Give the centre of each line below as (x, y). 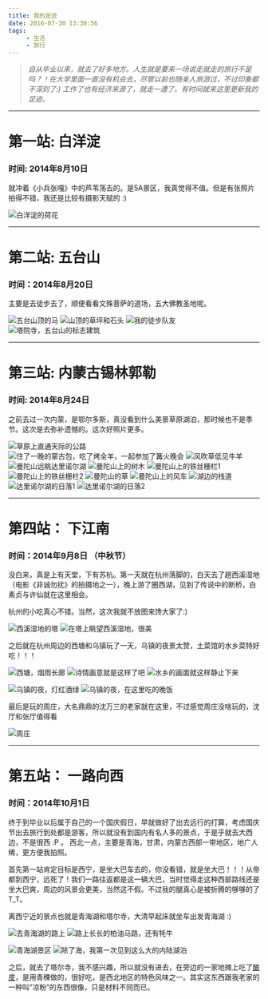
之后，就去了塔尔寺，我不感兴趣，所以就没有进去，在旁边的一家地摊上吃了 (130, 967)
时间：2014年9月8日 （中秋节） (69, 555)
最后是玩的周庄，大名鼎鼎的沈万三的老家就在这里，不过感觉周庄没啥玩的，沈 (134, 706)
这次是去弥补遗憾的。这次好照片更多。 (85, 429)
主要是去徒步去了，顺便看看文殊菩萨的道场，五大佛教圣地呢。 (110, 304)
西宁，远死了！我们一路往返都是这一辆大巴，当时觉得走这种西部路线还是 (141, 879)
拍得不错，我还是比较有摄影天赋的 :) (68, 197)
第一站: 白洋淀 (54, 142)
